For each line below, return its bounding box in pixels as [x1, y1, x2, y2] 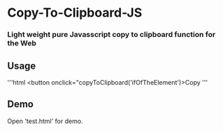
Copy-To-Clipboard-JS [7, 5, 143, 21]
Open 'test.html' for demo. [7, 117, 83, 125]
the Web [7, 38, 37, 48]
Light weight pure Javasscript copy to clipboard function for [7, 30, 216, 40]
